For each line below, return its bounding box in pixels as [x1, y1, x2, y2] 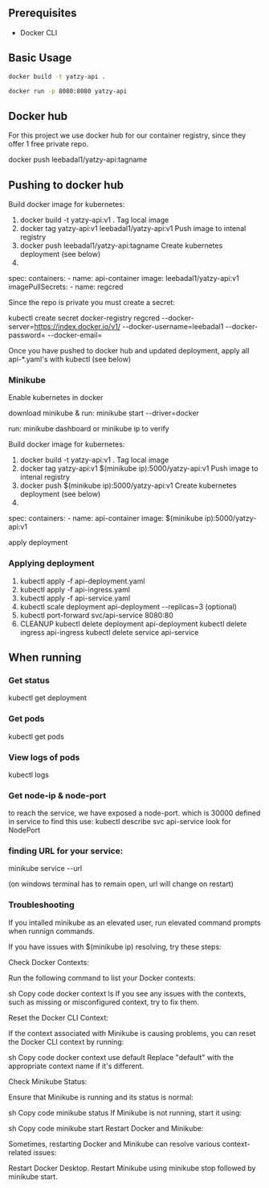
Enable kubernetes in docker [8, 393, 104, 402]
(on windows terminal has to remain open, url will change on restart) [8, 879, 234, 889]
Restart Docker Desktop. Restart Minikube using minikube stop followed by [8, 1163, 256, 1173]
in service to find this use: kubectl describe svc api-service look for [8, 817, 231, 827]
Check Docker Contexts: [8, 957, 90, 967]
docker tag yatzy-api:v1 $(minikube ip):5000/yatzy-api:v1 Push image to [19, 464, 259, 473]
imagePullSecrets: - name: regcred [8, 282, 124, 291]
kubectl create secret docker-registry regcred [8, 313, 161, 323]
